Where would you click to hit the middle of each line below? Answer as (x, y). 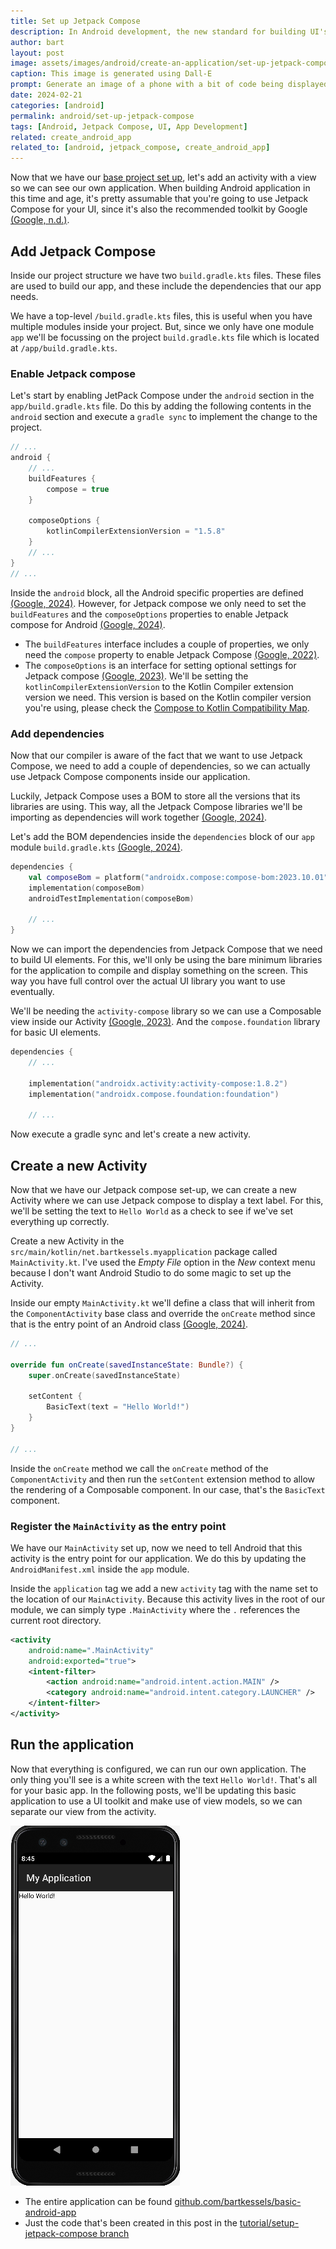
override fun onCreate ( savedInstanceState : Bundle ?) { (127, 1365)
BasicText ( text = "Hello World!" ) (118, 1407)
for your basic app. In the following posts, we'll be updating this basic (153, 1790)
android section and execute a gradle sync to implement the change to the (164, 417)
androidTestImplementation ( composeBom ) (111, 898)
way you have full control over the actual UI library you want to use (148, 981)
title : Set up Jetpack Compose (75, 21)
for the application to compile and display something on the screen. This (159, 971)
